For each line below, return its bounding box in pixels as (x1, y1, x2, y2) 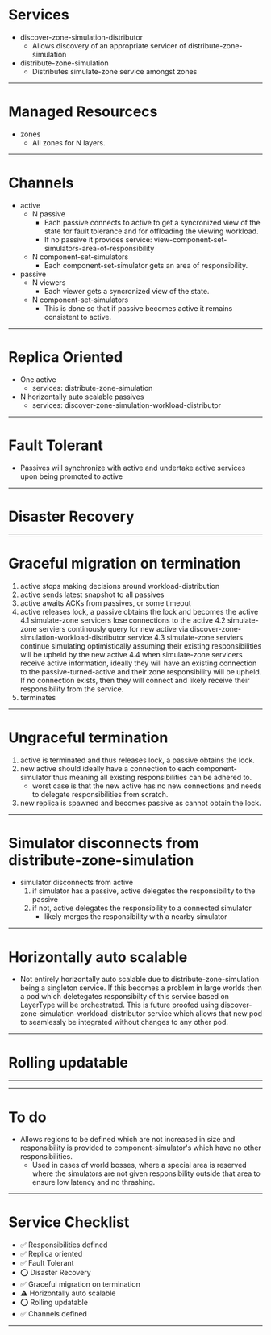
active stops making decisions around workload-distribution (19, 581, 220, 590)
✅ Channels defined (19, 1309, 87, 1319)
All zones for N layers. (31, 137, 106, 147)
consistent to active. (44, 312, 112, 321)
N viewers (31, 277, 66, 288)
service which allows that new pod (147, 1009, 263, 1018)
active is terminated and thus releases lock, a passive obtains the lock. (19, 755, 256, 765)
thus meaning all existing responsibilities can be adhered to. (52, 772, 252, 782)
